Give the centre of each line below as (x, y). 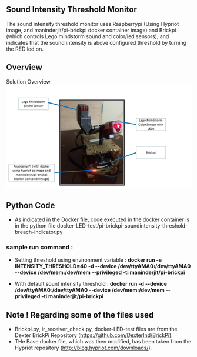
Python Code (31, 205)
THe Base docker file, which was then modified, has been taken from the (103, 342)
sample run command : (40, 247)
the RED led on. (25, 49)
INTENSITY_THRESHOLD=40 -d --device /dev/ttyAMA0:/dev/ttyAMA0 (103, 266)
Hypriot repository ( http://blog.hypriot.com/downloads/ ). (83, 348)
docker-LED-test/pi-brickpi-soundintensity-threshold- (122, 225)
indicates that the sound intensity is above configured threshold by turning (96, 42)
